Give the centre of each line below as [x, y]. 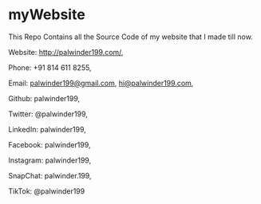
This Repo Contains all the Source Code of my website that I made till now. [130, 37]
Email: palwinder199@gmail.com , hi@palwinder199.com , [101, 83]
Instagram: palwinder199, [50, 160]
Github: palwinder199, [44, 98]
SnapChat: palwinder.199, [50, 175]
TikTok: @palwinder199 [47, 191]
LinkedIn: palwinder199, [47, 129]
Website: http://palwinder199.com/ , [66, 52]
